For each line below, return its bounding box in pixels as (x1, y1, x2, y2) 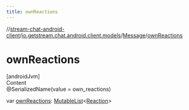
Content (6, 79, 27, 86)
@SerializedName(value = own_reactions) (6, 85, 111, 93)
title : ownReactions (6, 8, 59, 15)
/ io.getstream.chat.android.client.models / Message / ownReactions (19, 31, 183, 39)
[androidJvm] (6, 73, 41, 80)
